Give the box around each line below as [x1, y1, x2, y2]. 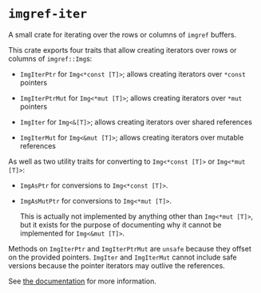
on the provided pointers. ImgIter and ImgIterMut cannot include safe [8, 252, 237, 262]
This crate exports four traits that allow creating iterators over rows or [8, 45, 237, 54]
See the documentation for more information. [8, 276, 157, 286]
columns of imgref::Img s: [8, 53, 93, 63]
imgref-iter [8, 6, 88, 22]
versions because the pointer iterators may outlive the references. [8, 260, 225, 270]
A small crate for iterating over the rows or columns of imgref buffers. [8, 30, 237, 39]
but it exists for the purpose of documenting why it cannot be [19, 220, 222, 229]
